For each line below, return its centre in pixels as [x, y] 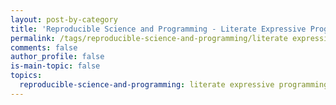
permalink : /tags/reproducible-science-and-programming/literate [149, 38]
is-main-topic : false [55, 66]
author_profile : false [57, 57]
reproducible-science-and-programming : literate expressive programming [174, 85]
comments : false [44, 47]
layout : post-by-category [64, 19]
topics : [26, 76]
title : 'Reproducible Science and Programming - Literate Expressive [158, 29]
